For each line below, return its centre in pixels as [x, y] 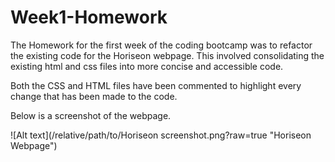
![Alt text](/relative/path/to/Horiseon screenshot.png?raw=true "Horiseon [161, 135]
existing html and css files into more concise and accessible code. [147, 66]
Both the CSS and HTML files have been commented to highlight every [156, 85]
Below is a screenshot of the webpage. [91, 115]
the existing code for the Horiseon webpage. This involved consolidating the [167, 55]
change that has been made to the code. [94, 96]
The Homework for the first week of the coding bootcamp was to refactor [161, 45]
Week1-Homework [89, 17]
